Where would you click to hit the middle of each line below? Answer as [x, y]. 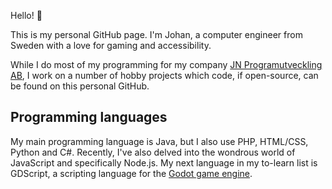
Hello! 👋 [26, 15]
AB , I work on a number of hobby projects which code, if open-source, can [164, 75]
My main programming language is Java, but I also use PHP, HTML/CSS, [159, 141]
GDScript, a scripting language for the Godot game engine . [131, 173]
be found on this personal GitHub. [80, 86]
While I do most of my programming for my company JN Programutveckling [166, 64]
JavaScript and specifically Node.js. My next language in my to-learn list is [164, 162]
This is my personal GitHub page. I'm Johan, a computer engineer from [156, 34]
